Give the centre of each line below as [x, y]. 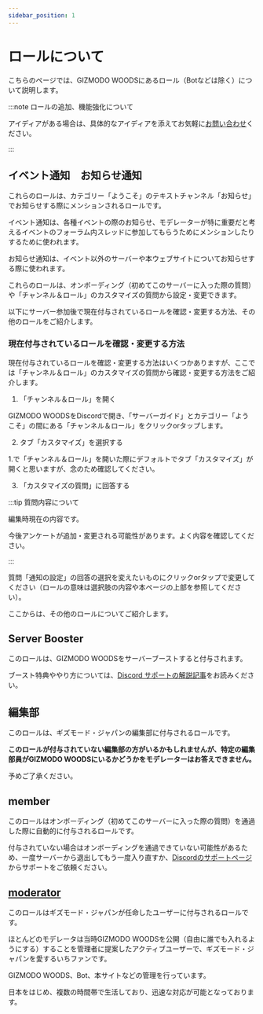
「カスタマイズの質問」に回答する [75, 485]
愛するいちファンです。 [73, 958]
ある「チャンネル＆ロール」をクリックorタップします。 [138, 425]
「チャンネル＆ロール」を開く [68, 399]
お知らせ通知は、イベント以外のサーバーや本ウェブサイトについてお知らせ [128, 259]
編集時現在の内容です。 [46, 519]
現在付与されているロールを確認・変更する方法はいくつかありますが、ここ [128, 362]
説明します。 [42, 90]
